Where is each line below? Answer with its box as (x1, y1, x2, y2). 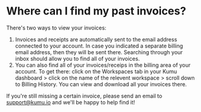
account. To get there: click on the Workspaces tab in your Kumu (15, 67, 177, 75)
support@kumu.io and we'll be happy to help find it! (6, 98, 135, 106)
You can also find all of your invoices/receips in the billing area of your (15, 61, 191, 69)
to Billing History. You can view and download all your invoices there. (15, 80, 187, 88)
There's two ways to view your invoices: (6, 24, 107, 31)
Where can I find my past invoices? (6, 4, 186, 18)
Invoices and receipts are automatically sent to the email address (15, 36, 177, 43)
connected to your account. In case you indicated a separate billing (15, 42, 183, 49)
